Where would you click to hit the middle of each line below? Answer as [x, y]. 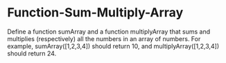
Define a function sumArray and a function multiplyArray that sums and [109, 32]
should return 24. [32, 53]
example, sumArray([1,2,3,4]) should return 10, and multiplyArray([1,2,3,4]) [113, 46]
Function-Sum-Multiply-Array [95, 13]
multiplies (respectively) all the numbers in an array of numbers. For [104, 38]
